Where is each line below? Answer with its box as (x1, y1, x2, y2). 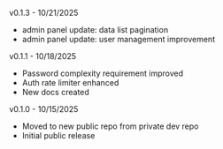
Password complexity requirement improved (21, 68, 184, 78)
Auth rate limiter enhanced (21, 78, 119, 87)
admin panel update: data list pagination (21, 25, 169, 34)
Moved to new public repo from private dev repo (21, 121, 199, 131)
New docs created (21, 87, 90, 97)
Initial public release (21, 130, 96, 140)
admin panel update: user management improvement (21, 34, 215, 44)
